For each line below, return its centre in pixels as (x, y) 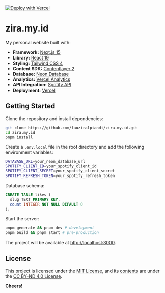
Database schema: (25, 185)
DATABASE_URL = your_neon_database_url (45, 162)
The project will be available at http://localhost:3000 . (61, 243)
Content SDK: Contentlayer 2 (44, 68)
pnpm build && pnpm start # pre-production (52, 233)
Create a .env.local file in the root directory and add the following (75, 147)
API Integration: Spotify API (42, 84)
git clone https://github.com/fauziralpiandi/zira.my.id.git (72, 128)
